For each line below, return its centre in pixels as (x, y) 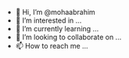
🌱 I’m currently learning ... (57, 29)
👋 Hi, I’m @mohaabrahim (55, 12)
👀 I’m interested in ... (48, 20)
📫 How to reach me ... (52, 46)
